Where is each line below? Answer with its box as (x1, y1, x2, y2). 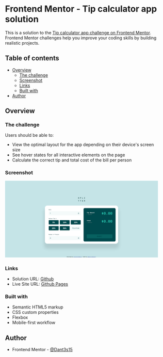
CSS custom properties (12, 309, 59, 315)
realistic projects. (5, 40, 40, 46)
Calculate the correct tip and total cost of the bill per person (12, 157, 132, 163)
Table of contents (5, 54, 59, 63)
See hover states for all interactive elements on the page (12, 152, 125, 158)
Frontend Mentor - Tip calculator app (5, 3, 157, 15)
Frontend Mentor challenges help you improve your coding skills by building (5, 35, 157, 41)
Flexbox (12, 314, 28, 321)
